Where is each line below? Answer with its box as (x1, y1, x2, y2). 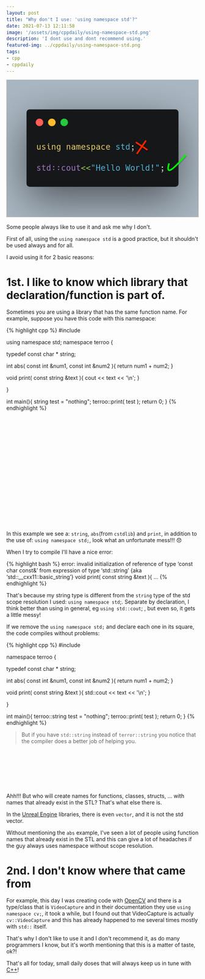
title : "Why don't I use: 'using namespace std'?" (6, 16, 138, 23)
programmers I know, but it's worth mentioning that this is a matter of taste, (6, 941, 196, 949)
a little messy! (6, 611, 41, 619)
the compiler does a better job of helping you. (21, 738, 137, 745)
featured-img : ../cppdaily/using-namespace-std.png (6, 42, 140, 48)
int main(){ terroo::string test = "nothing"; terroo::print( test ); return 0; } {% (6, 713, 195, 720)
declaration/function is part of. (6, 288, 165, 302)
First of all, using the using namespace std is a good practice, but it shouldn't (6, 235, 198, 243)
